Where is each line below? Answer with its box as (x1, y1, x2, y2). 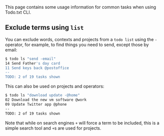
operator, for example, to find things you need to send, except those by (5, 42, 149, 47)
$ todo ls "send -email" (5, 56, 56, 61)
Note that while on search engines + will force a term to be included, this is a (5, 120, 160, 126)
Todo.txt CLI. (5, 9, 31, 15)
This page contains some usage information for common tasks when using (5, 4, 156, 10)
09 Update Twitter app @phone (5, 102, 67, 107)
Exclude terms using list (5, 23, 84, 32)
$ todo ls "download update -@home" (5, 93, 80, 98)
